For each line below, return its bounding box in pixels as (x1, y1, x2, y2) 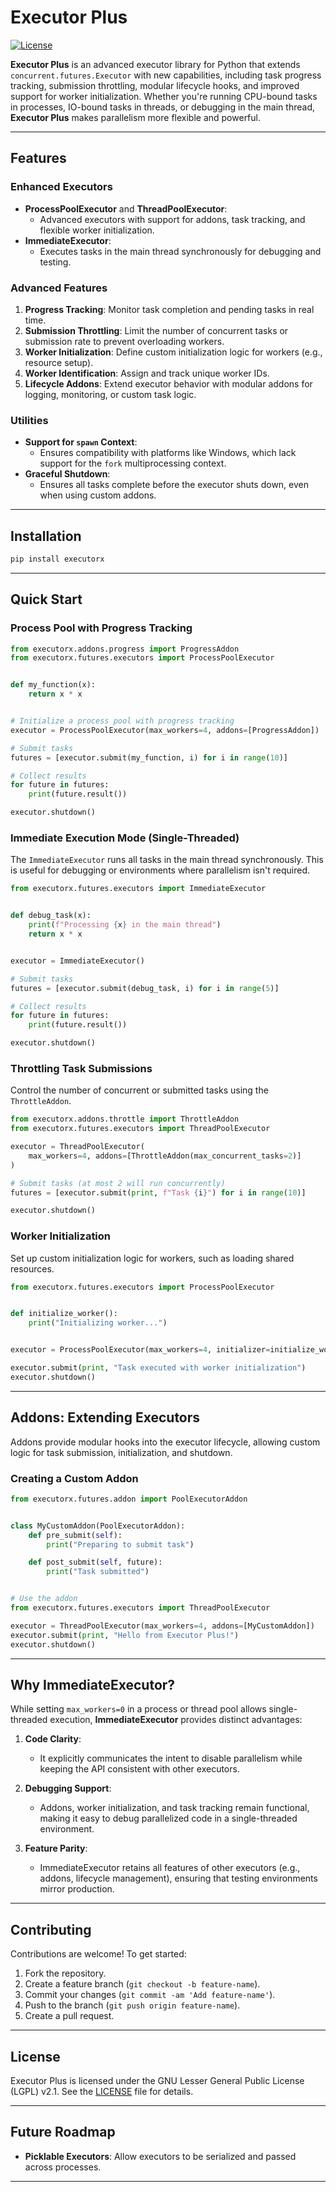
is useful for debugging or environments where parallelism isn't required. (10, 864, 310, 876)
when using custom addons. (39, 489, 157, 501)
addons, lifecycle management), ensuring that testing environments (39, 1872, 318, 1885)
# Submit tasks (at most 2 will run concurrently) (10, 1178, 226, 1188)
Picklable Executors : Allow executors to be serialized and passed (24, 2150, 297, 2162)
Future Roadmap (10, 2124, 116, 2141)
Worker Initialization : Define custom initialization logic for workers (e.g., (24, 346, 323, 358)
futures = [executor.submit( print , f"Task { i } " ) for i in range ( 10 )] (10, 1187, 307, 1198)
